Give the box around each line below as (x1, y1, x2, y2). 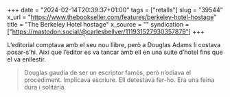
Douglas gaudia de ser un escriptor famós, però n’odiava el (23, 68, 191, 77)
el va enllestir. (7, 55, 47, 64)
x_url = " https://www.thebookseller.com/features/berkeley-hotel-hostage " (7, 13, 217, 21)
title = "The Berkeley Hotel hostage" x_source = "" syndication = (7, 20, 189, 28)
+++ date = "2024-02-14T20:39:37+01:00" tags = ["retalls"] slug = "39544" (7, 6, 223, 14)
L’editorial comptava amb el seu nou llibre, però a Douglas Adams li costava (7, 41, 221, 48)
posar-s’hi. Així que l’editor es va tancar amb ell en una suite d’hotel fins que (7, 48, 223, 56)
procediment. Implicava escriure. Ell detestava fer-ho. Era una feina (23, 76, 215, 84)
